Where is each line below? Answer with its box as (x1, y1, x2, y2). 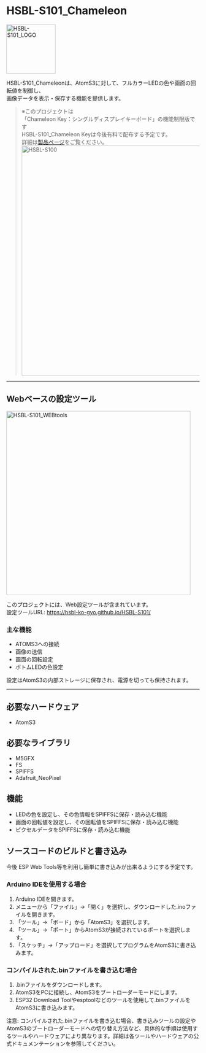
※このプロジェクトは (21, 107, 74, 115)
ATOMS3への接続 (15, 641, 59, 648)
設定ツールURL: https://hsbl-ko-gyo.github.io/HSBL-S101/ (6, 608, 151, 615)
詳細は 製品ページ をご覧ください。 (21, 138, 108, 145)
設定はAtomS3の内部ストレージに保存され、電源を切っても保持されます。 (6, 676, 192, 684)
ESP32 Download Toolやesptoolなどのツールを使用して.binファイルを (15, 996, 191, 1003)
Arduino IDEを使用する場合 (6, 880, 87, 889)
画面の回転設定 (15, 656, 53, 663)
